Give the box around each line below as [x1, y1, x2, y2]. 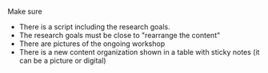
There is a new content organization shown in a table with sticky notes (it [18, 48, 260, 56]
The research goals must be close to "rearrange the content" [18, 31, 221, 40]
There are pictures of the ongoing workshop [18, 39, 166, 48]
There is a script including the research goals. [18, 22, 171, 31]
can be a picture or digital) [18, 56, 106, 65]
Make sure [7, 7, 42, 16]
